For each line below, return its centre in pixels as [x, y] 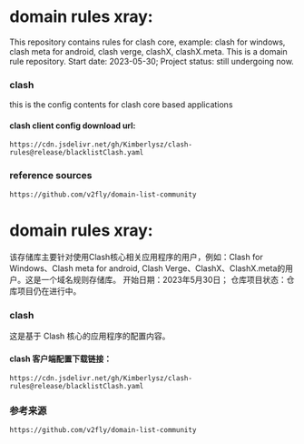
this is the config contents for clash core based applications [121, 105]
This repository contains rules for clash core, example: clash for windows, [147, 42]
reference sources [51, 176]
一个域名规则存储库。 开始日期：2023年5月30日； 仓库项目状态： [164, 279]
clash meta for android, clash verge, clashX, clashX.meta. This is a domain [148, 51]
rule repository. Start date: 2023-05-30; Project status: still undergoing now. [152, 61]
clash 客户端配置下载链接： [61, 358]
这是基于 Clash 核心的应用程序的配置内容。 [90, 336]
